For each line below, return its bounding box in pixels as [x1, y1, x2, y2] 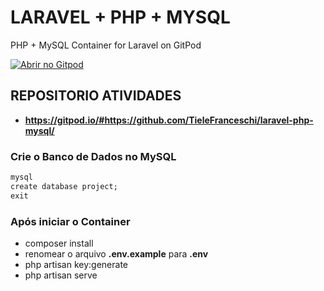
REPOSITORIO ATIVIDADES [10, 87, 182, 105]
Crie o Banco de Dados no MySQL [10, 149, 177, 163]
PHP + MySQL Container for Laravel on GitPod [10, 39, 202, 51]
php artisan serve [24, 269, 98, 281]
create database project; [10, 181, 118, 191]
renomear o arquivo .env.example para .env [24, 247, 209, 260]
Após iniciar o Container [10, 214, 131, 228]
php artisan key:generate [24, 258, 129, 270]
